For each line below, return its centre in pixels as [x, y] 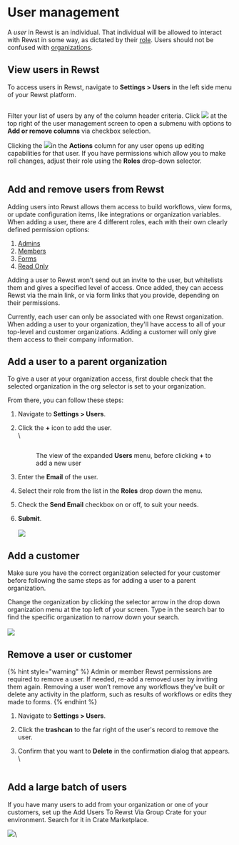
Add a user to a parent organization [87, 361]
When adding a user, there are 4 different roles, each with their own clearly [118, 221]
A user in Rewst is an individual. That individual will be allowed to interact [115, 32]
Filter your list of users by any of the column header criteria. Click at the [117, 116]
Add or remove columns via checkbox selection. [79, 131]
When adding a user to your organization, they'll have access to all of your [117, 324]
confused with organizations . [50, 47]
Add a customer [44, 555]
